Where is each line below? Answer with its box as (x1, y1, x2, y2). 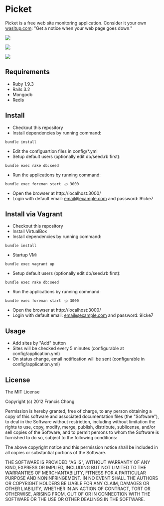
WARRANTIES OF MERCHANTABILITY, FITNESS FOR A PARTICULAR (5, 470, 146, 476)
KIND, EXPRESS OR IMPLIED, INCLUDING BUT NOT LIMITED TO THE (5, 465, 147, 470)
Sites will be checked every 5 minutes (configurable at (12, 345, 124, 352)
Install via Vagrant (5, 210, 63, 218)
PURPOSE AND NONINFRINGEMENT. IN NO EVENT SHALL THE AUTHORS (5, 475, 159, 481)
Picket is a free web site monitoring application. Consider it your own (5, 20, 147, 26)
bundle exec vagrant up (5, 261, 55, 267)
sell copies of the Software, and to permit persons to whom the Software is (5, 429, 160, 435)
